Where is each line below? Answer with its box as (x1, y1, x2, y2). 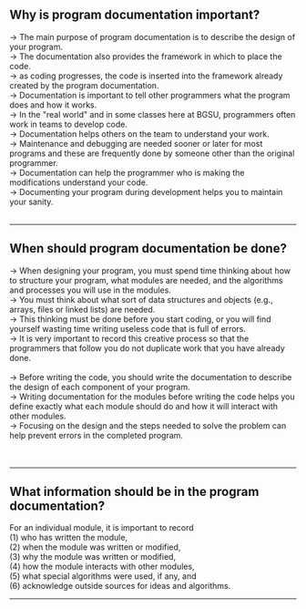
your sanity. (9, 196, 54, 207)
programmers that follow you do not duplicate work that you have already (9, 342, 285, 354)
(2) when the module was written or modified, (9, 542, 181, 552)
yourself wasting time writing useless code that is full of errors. (9, 323, 247, 334)
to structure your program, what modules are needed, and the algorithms (9, 274, 284, 285)
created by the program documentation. (9, 79, 159, 90)
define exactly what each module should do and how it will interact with (9, 400, 279, 411)
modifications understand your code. (9, 177, 148, 188)
